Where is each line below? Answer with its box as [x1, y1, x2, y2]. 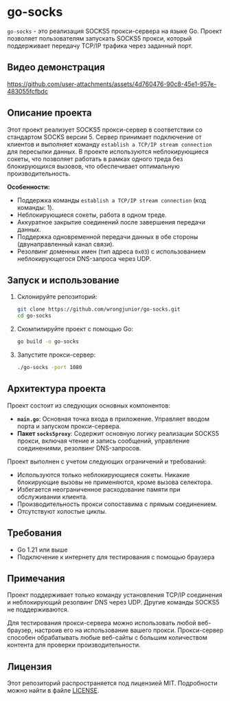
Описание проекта [7, 107, 92, 119]
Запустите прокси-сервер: [16, 350, 96, 359]
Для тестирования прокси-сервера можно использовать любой [7, 619, 197, 627]
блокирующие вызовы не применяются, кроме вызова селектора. [16, 478, 213, 486]
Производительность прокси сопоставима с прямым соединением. [16, 500, 218, 508]
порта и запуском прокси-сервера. [16, 421, 122, 430]
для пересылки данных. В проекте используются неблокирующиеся [7, 147, 209, 156]
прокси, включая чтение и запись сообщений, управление [16, 437, 190, 445]
